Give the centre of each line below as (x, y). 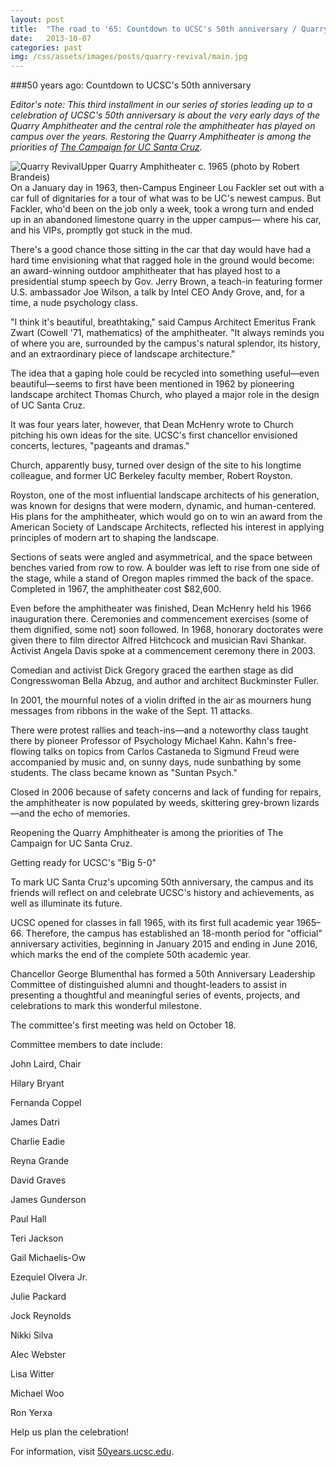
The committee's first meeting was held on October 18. (123, 1025)
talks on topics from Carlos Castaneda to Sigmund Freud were (171, 752)
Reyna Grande (40, 1161)
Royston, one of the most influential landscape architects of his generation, (165, 495)
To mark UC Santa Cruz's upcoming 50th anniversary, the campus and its (162, 882)
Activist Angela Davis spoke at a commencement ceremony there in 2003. (163, 651)
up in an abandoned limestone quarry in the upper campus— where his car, (166, 220)
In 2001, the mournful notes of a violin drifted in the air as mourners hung (161, 700)
